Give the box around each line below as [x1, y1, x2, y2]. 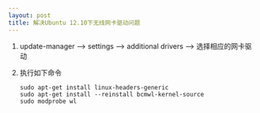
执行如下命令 [19, 67, 62, 77]
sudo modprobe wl [19, 97, 77, 105]
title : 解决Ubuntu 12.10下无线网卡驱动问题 [8, 19, 141, 27]
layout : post [8, 11, 51, 20]
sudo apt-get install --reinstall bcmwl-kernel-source [19, 90, 205, 98]
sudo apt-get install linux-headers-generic [19, 83, 169, 91]
